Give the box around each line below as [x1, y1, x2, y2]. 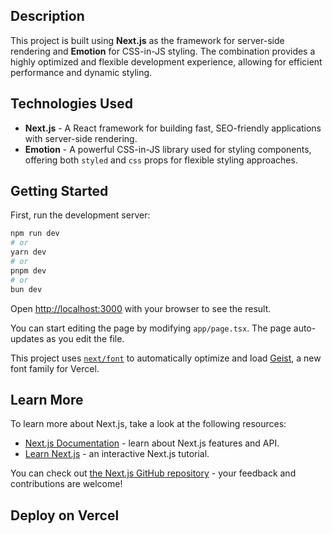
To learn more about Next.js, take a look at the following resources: [10, 418, 287, 430]
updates [10, 332, 45, 344]
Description [10, 8, 85, 25]
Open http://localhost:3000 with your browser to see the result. [10, 302, 272, 314]
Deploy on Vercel [10, 507, 120, 524]
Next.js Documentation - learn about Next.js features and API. [24, 437, 280, 449]
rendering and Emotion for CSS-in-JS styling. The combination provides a [10, 45, 316, 57]
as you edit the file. [46, 332, 125, 344]
